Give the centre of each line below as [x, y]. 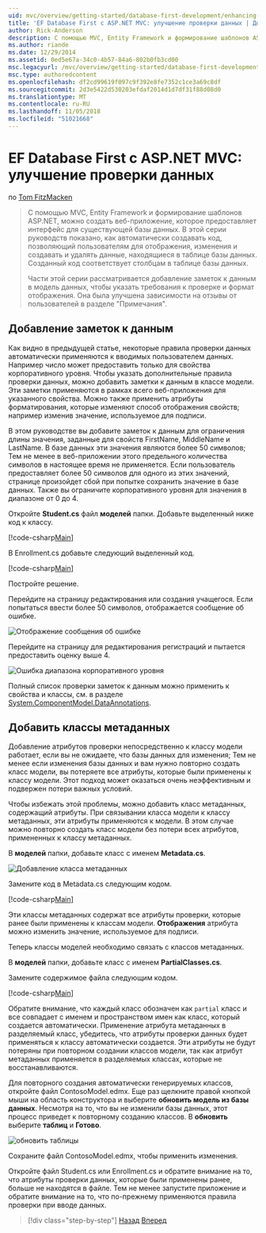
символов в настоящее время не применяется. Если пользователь [122, 464]
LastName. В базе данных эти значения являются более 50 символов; [127, 447]
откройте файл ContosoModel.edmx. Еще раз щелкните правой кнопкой [129, 1092]
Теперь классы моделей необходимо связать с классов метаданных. [126, 947]
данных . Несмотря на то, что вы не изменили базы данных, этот [118, 1108]
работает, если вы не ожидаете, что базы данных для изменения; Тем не [132, 755]
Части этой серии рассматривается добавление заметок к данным [142, 278]
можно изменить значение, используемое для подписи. [104, 932]
